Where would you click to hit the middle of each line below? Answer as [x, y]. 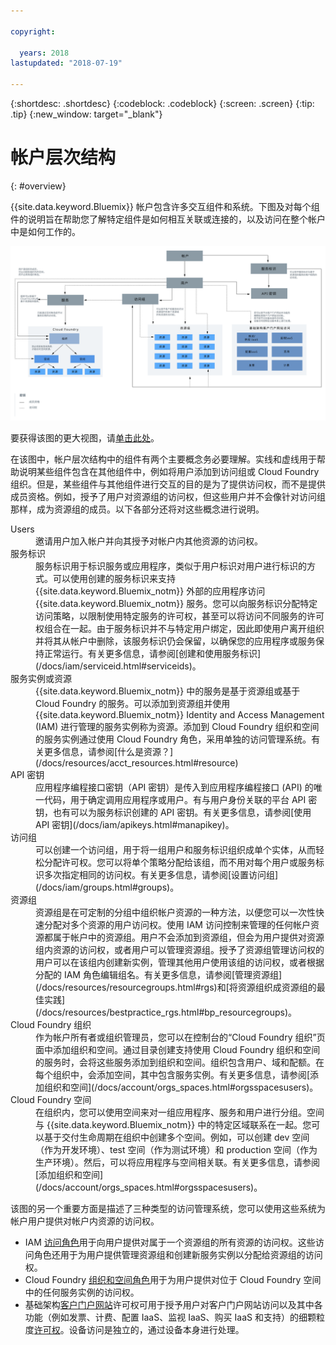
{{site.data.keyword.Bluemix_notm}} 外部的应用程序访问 [150, 591]
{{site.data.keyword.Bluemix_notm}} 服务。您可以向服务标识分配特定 [176, 603]
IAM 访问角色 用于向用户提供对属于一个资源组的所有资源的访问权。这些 [170, 1242]
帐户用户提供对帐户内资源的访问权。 [85, 1221]
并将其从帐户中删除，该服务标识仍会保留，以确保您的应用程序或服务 [175, 641]
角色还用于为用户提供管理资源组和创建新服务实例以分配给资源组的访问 [178, 1254]
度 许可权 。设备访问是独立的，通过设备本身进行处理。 [134, 1329]
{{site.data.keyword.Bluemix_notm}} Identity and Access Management [180, 714]
